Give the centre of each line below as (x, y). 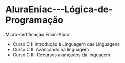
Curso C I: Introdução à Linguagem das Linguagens (66, 44)
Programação (34, 20)
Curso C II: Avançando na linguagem (51, 49)
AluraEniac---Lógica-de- (59, 9)
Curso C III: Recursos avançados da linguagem (61, 55)
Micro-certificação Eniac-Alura (37, 34)
